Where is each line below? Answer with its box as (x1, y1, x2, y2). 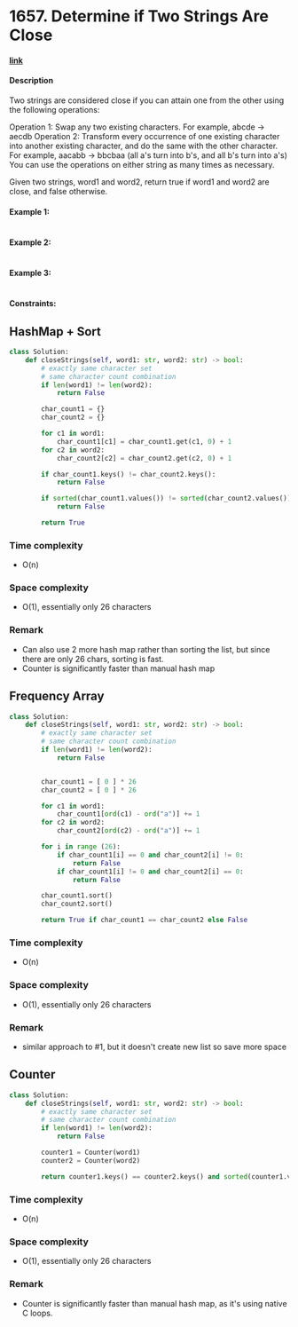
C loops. (21, 1307, 53, 1318)
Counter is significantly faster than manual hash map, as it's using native (21, 1298, 287, 1308)
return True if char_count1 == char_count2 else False (41, 916, 248, 925)
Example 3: (9, 267, 51, 278)
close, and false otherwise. (9, 186, 108, 196)
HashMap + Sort (9, 324, 102, 339)
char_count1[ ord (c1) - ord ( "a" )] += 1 (56, 810, 200, 818)
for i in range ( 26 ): (41, 842, 122, 851)
